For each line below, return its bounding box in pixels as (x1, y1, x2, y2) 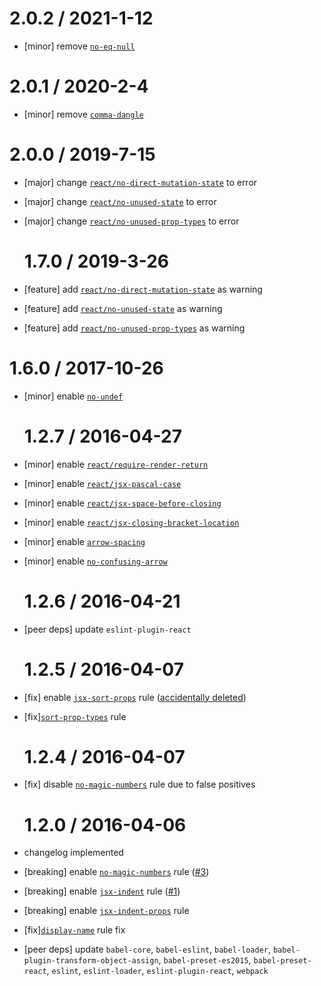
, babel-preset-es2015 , (158, 954, 252, 966)
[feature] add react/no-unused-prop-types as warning (23, 322, 246, 334)
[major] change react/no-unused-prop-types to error (23, 215, 240, 227)
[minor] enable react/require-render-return (23, 458, 209, 470)
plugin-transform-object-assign (23, 956, 159, 966)
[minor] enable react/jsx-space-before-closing (23, 497, 222, 509)
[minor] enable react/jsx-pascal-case (23, 477, 182, 489)
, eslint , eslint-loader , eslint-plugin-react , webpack (46, 965, 269, 977)
